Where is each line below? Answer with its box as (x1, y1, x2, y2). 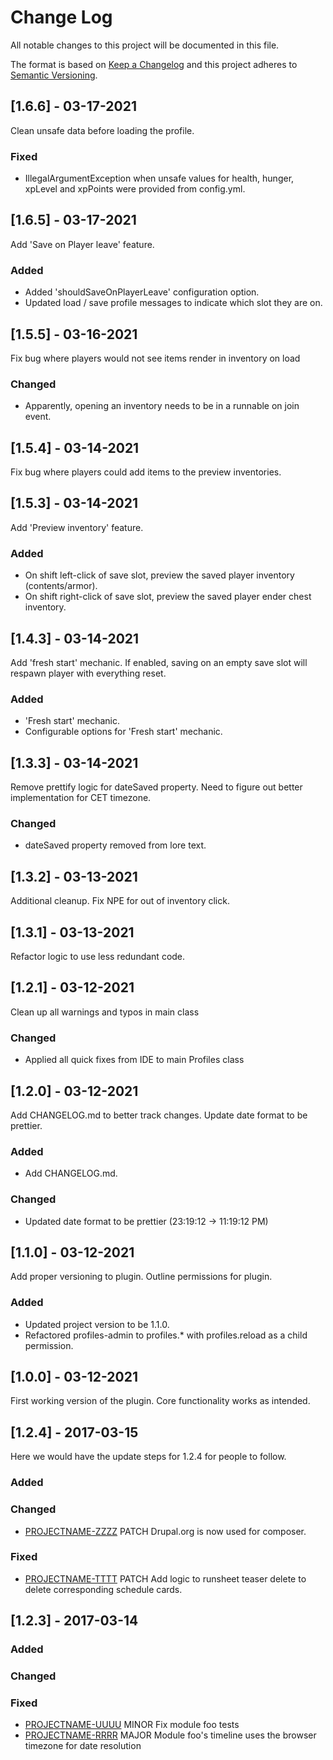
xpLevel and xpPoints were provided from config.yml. (24, 183, 246, 195)
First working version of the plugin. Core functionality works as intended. (10, 1395, 311, 1407)
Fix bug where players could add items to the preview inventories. (10, 466, 282, 478)
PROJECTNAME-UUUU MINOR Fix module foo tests (24, 1719, 240, 1731)
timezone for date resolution (24, 1740, 142, 1752)
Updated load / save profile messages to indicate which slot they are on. (24, 297, 323, 309)
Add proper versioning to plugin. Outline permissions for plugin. (10, 1271, 273, 1283)
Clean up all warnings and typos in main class (10, 1006, 200, 1018)
